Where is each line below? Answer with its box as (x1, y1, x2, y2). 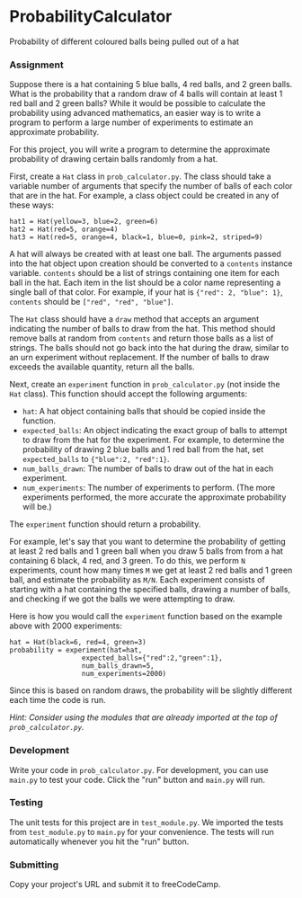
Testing (9, 796, 43, 809)
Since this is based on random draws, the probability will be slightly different (9, 685, 293, 696)
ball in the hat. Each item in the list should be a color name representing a (9, 277, 281, 289)
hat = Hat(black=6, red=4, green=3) (9, 638, 147, 647)
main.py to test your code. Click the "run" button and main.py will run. (9, 774, 265, 785)
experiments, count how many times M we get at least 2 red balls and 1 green (9, 565, 293, 576)
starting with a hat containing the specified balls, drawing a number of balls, (9, 584, 290, 595)
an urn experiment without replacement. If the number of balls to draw (9, 352, 270, 363)
